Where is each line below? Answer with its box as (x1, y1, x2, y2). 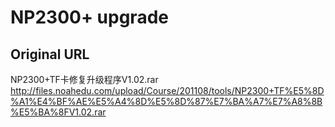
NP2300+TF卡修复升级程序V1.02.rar (10, 74, 159, 85)
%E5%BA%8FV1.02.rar (10, 106, 107, 118)
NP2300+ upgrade (10, 6, 169, 29)
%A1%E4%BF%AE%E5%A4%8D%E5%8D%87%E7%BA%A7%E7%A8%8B (10, 96, 323, 107)
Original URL (10, 46, 90, 63)
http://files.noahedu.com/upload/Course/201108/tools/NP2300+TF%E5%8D (10, 85, 325, 96)
